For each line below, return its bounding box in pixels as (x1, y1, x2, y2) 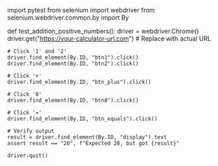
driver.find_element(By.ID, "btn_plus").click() (7, 78, 152, 85)
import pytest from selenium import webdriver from (7, 6, 155, 14)
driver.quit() (7, 152, 49, 159)
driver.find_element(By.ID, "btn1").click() (7, 54, 139, 61)
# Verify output (7, 127, 54, 134)
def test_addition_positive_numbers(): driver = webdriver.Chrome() (7, 27, 199, 35)
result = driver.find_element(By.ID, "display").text (7, 134, 168, 141)
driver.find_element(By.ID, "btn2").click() (7, 60, 139, 67)
